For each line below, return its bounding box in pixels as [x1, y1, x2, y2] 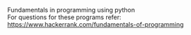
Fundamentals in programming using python [7, 6, 136, 14]
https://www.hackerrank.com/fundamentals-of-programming [7, 21, 184, 28]
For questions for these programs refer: [7, 13, 121, 21]
